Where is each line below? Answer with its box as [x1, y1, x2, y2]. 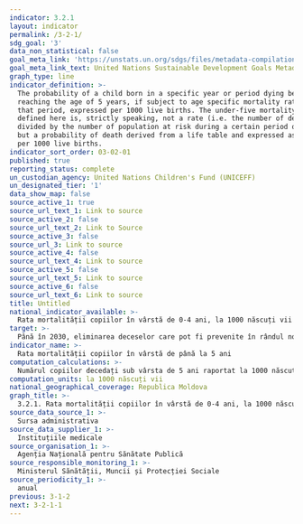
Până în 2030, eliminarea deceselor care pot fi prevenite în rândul [17, 332, 284, 342]
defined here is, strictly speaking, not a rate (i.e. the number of [17, 114, 284, 123]
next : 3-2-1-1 [9, 501, 63, 510]
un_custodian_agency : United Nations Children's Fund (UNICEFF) [9, 173, 256, 182]
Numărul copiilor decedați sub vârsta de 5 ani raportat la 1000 [17, 366, 269, 375]
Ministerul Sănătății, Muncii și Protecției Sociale [17, 467, 220, 476]
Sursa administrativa [17, 416, 99, 426]
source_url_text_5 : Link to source [9, 274, 143, 283]
